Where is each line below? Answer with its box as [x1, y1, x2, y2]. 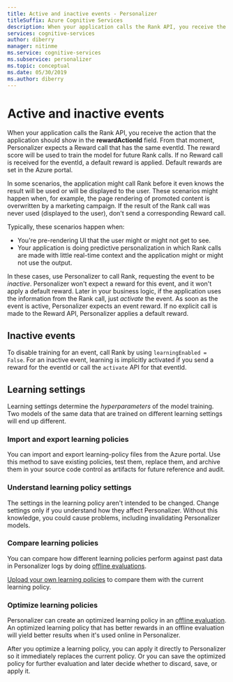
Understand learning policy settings [7, 482, 132, 492]
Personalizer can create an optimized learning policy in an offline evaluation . [7, 616, 227, 625]
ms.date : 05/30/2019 [7, 69, 68, 76]
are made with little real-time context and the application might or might [17, 251, 224, 260]
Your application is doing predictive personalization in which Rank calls [17, 244, 222, 252]
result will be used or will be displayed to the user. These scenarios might [7, 187, 218, 195]
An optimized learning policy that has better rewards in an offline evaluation [7, 624, 225, 632]
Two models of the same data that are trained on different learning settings [7, 409, 223, 417]
